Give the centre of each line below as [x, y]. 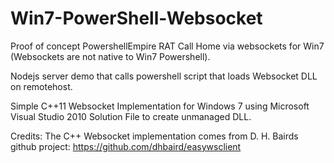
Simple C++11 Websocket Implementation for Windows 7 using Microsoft [160, 106]
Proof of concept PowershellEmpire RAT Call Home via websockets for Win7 [167, 46]
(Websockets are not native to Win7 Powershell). [110, 56]
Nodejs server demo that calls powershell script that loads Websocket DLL [164, 76]
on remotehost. [41, 86]
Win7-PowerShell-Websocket [136, 18]
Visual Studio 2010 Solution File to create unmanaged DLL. [131, 116]
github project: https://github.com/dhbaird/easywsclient [126, 146]
